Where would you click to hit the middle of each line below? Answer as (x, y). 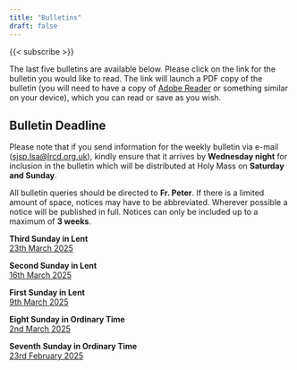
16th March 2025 (41, 275)
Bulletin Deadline (58, 125)
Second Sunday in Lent (53, 266)
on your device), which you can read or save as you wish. (115, 97)
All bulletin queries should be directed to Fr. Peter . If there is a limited (137, 193)
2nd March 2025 (40, 329)
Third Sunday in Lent (49, 239)
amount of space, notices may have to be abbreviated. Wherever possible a (148, 202)
